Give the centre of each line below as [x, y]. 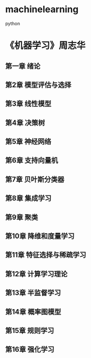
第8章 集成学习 [28, 198]
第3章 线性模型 [28, 104]
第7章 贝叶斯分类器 [35, 179]
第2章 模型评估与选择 [38, 85]
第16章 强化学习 [30, 350]
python [13, 23]
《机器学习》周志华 [45, 46]
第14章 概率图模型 [33, 312]
